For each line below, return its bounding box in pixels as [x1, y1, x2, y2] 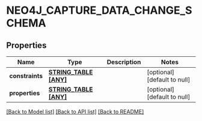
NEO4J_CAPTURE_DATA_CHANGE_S [6, 4, 192, 17]
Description [106, 58, 141, 66]
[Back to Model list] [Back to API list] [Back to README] [6, 108, 144, 115]
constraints [9, 72, 43, 80]
